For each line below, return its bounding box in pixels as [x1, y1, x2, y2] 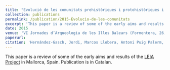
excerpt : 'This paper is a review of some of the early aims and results [5, 21, 164, 26]
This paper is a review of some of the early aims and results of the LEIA [5, 53, 154, 59]
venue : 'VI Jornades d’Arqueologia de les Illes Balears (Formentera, [5, 30, 157, 35]
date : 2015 [5, 26, 28, 31]
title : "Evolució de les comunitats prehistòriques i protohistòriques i [5, 7, 164, 12]
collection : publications [5, 12, 60, 17]
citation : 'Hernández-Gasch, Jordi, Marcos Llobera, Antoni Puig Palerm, [5, 40, 164, 45]
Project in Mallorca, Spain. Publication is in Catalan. [5, 58, 112, 65]
